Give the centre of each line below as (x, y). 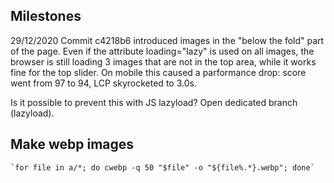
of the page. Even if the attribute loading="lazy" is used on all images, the (162, 51)
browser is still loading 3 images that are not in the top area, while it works (163, 61)
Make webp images (72, 144)
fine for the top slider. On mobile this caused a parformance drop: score (158, 72)
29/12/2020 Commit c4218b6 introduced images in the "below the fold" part (167, 40)
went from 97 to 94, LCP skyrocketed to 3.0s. (103, 83)
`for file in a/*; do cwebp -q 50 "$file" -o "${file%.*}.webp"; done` (162, 167)
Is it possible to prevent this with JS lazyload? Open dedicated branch (154, 102)
